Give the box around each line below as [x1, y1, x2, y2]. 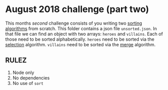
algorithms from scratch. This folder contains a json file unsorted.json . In [5, 25, 157, 31]
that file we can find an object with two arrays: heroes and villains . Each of [5, 31, 163, 37]
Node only [12, 69, 34, 75]
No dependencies [12, 74, 50, 81]
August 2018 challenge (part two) [5, 4, 149, 15]
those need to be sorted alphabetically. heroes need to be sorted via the [5, 36, 155, 42]
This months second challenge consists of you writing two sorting [5, 20, 142, 26]
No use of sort [12, 80, 44, 86]
